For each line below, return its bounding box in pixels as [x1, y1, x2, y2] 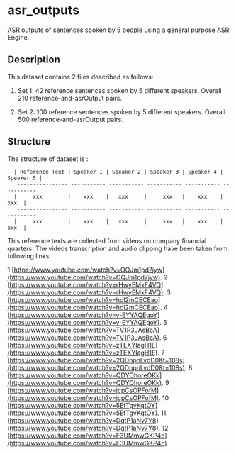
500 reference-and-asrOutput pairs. [17, 115, 124, 123]
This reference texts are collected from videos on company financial [7, 236, 207, 245]
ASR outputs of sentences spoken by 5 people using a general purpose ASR [7, 26, 230, 34]
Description [7, 54, 60, 66]
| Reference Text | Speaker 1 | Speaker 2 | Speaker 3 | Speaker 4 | [13, 168, 223, 175]
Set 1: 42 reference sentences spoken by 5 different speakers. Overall [17, 86, 222, 94]
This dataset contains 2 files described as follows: [7, 72, 154, 81]
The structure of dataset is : [7, 155, 89, 163]
